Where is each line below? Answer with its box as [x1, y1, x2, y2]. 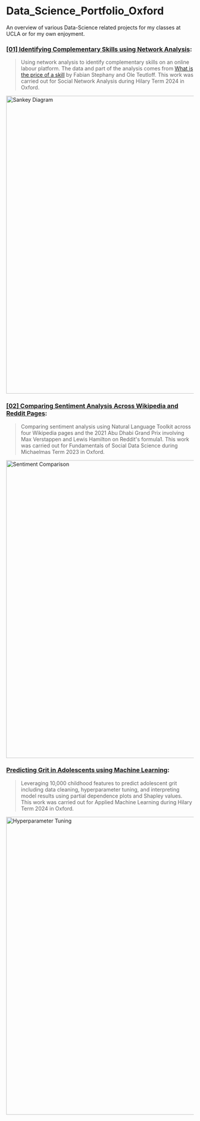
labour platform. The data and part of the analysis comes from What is [20, 65, 193, 72]
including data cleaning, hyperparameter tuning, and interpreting [20, 786, 180, 793]
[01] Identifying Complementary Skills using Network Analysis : [6, 45, 192, 53]
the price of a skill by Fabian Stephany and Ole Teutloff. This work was [20, 71, 193, 79]
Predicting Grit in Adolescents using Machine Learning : [6, 766, 170, 774]
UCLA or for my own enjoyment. [6, 30, 85, 37]
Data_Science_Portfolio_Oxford [6, 4, 164, 18]
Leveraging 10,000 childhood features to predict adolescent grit [20, 779, 177, 787]
